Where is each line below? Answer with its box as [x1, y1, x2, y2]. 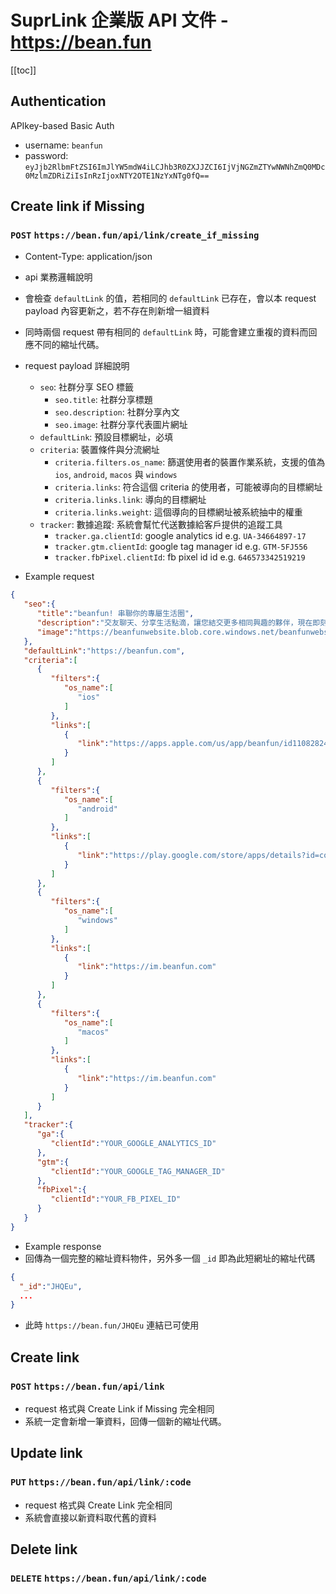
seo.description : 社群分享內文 [54, 406, 180, 418]
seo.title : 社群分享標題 [54, 394, 153, 406]
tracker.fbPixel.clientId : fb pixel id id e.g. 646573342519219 [54, 551, 306, 563]
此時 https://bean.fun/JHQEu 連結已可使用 [24, 1319, 200, 1331]
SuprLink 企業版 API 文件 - [10, 9, 229, 32]
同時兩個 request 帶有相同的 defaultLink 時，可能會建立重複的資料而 [24, 326, 309, 338]
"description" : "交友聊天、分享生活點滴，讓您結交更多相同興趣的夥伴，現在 [36, 618, 313, 628]
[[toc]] [10, 64, 37, 76]
